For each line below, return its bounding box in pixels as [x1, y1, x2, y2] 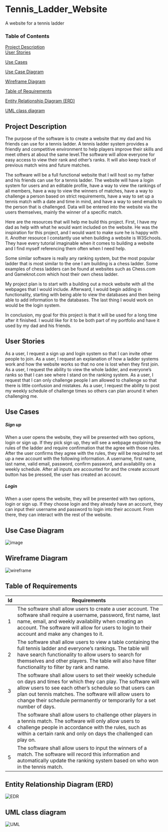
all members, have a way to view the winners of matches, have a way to [5, 188, 153, 194]
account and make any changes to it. [17, 630, 104, 637]
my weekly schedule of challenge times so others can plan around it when [5, 388, 158, 394]
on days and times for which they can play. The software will [17, 678, 159, 685]
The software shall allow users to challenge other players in [17, 711, 156, 718]
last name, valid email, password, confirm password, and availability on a [5, 461, 156, 467]
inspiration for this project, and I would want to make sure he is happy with [5, 230, 158, 236]
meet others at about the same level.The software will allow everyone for [5, 151, 155, 157]
